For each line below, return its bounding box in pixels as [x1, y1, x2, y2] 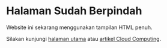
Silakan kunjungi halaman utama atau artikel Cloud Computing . [6, 35, 162, 42]
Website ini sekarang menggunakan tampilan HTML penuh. [6, 24, 153, 31]
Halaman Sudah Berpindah [6, 4, 142, 18]
